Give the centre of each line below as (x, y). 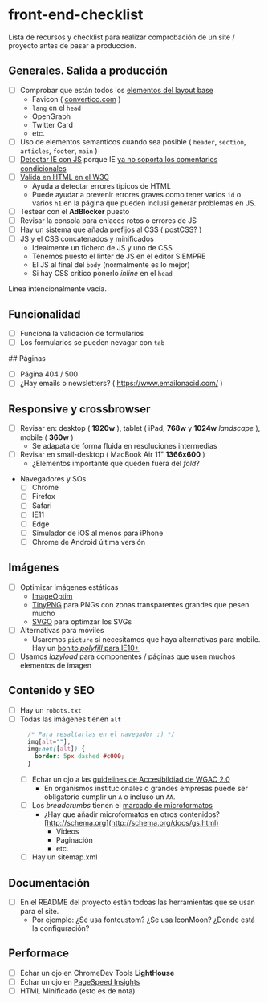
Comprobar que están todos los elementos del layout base (117, 90)
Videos (67, 831)
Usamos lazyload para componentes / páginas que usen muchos (128, 656)
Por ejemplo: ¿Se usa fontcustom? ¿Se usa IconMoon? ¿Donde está (143, 920)
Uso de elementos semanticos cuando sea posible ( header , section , (133, 141)
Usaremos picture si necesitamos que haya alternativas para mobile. (146, 639)
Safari (42, 506)
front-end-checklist (76, 15)
